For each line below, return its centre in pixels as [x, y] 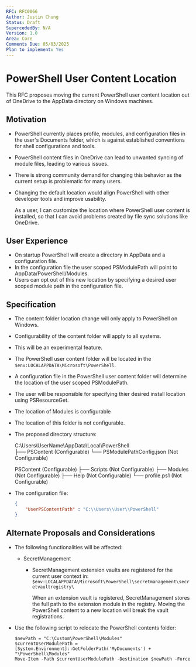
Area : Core [19, 39]
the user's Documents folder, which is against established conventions [100, 140]
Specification [31, 304]
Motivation [26, 120]
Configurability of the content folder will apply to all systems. [88, 336]
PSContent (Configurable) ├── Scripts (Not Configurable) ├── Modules [102, 470]
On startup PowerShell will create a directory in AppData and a [90, 255]
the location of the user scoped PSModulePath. [71, 383]
